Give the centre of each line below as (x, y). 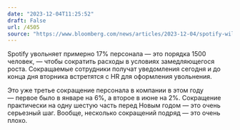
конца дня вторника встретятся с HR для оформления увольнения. (110, 77)
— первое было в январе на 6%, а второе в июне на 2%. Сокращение (114, 98)
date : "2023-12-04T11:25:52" (51, 14)
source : (19, 34)
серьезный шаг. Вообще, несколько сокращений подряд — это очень (114, 113)
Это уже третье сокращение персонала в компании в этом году (105, 90)
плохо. (17, 121)
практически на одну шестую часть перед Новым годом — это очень (114, 105)
